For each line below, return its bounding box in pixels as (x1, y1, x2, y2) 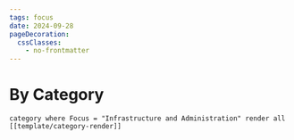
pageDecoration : (9, 29, 70, 38)
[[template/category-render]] (9, 122, 122, 131)
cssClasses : (17, 37, 63, 47)
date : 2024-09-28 (9, 21, 74, 30)
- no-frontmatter (25, 46, 90, 55)
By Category (9, 85, 105, 105)
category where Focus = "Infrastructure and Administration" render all (9, 114, 286, 123)
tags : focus (9, 12, 54, 22)
